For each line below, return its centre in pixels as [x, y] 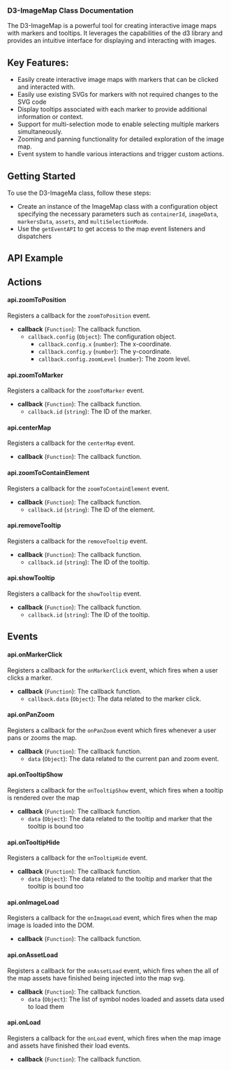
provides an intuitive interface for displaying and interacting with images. [112, 41]
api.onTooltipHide [34, 842]
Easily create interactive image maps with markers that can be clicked [118, 80]
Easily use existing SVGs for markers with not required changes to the [118, 95]
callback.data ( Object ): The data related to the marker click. [114, 699]
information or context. [50, 117]
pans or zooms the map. [42, 737]
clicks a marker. [30, 678]
